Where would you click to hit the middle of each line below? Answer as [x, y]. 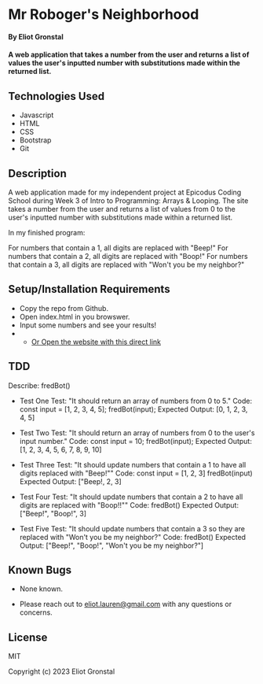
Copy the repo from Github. [64, 308]
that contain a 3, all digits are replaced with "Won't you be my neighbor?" [126, 264]
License [28, 637]
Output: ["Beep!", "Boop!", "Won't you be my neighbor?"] [111, 545]
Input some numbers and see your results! [88, 325]
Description [37, 174]
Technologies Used [56, 96]
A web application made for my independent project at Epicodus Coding [125, 192]
